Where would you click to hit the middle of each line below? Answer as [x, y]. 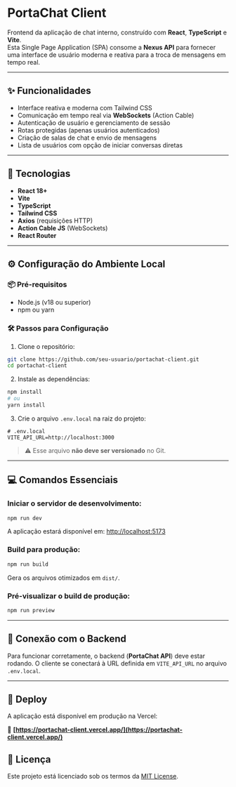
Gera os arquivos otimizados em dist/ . [64, 578]
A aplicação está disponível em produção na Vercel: [83, 716]
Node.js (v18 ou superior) [54, 303]
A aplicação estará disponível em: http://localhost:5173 [87, 531]
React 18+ [32, 190]
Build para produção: [44, 550]
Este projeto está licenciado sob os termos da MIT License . [93, 776]
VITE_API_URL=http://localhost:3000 [61, 437]
